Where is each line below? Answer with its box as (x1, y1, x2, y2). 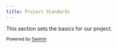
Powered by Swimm (6, 36, 47, 42)
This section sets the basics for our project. (6, 25, 113, 32)
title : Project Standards (6, 8, 70, 15)
